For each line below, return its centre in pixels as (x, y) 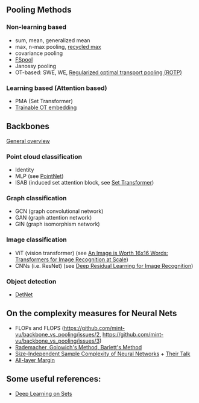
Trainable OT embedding (46, 107)
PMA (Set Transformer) (44, 101)
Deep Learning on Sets (43, 393)
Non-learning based (36, 27)
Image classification (37, 240)
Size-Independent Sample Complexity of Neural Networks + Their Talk (103, 354)
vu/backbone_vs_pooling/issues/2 (57, 334)
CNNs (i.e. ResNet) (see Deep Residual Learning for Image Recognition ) (104, 265)
